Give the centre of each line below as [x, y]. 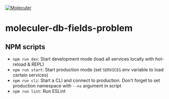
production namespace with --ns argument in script [67, 86]
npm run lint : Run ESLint [39, 91]
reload [19, 64]
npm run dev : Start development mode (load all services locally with [83, 59]
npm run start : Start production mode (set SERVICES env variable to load [88, 70]
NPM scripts [25, 47]
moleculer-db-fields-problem [69, 28]
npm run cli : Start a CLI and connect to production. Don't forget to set [86, 80]
